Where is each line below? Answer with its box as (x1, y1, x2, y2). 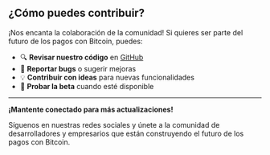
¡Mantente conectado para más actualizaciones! (8, 104, 174, 114)
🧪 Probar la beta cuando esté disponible (19, 81, 154, 91)
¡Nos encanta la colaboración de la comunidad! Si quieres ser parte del (8, 27, 243, 37)
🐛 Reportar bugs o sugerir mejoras (19, 63, 137, 73)
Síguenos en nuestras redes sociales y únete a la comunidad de (8, 120, 220, 129)
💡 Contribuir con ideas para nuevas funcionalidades (19, 72, 195, 82)
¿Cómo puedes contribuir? (8, 6, 145, 20)
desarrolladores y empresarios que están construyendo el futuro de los (8, 128, 244, 138)
